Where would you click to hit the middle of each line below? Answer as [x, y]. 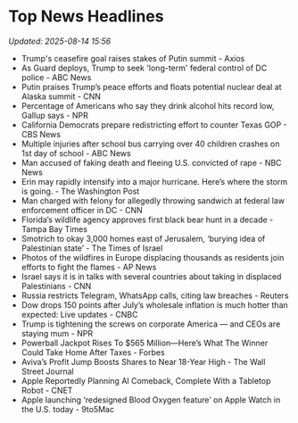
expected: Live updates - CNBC [79, 314]
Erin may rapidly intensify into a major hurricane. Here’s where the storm [154, 181]
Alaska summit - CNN [61, 96]
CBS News [41, 134]
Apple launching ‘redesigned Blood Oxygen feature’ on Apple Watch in [151, 400]
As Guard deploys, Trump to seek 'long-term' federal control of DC [144, 68]
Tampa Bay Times [54, 228]
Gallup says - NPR [54, 115]
